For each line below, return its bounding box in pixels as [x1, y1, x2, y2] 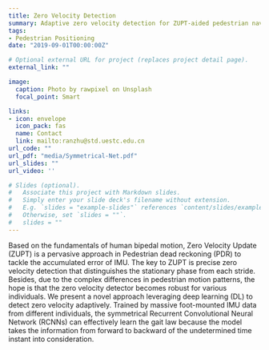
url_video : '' [8, 167, 56, 175]
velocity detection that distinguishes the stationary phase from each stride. [8, 266, 256, 276]
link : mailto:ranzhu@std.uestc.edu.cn [15, 137, 146, 145]
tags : [8, 26, 26, 34]
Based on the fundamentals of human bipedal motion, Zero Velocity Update [8, 240, 258, 250]
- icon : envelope [8, 115, 66, 123]
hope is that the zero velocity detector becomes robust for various [8, 283, 227, 292]
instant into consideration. [8, 334, 94, 344]
